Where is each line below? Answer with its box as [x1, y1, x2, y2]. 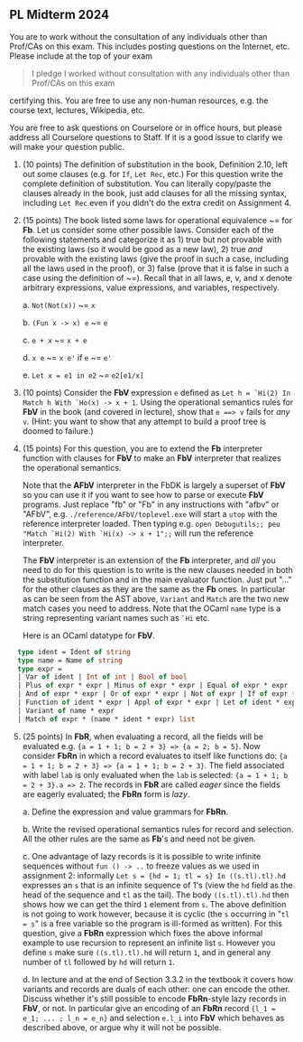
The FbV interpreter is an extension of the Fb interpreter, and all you [22, 555, 277, 566]
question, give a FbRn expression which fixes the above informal [22, 927, 263, 938]
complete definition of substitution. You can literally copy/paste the [22, 178, 271, 189]
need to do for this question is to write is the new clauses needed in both [22, 564, 293, 575]
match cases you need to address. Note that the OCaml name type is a [22, 603, 281, 614]
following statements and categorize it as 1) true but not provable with [22, 234, 282, 245]
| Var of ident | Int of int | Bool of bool [17, 672, 188, 681]
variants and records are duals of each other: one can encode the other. [22, 983, 290, 994]
